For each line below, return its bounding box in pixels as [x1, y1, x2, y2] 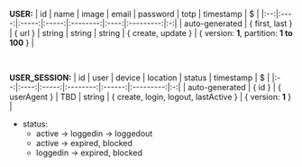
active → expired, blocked [35, 138, 133, 148]
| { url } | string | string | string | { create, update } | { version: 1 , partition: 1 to [9, 28, 293, 38]
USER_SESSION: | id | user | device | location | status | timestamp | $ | [9, 72, 270, 83]
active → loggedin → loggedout [35, 128, 153, 139]
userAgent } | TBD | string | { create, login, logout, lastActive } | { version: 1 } [9, 91, 291, 102]
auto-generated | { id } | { [188, 82, 282, 92]
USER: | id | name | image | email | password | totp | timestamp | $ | [9, 9, 260, 19]
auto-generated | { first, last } [184, 18, 293, 29]
